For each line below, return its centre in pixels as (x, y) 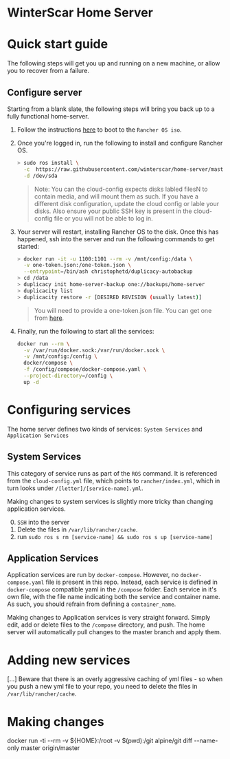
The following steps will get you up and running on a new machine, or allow (114, 63)
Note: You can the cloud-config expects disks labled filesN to (121, 189)
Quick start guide (58, 44)
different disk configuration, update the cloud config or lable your (127, 203)
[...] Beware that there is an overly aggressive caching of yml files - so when (115, 679)
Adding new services (69, 660)
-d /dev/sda (41, 176)
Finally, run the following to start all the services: (85, 331)
